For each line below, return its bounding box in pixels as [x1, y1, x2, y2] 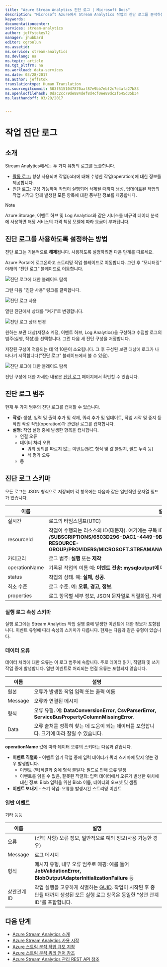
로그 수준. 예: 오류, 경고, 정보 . [49, 583, 113, 590]
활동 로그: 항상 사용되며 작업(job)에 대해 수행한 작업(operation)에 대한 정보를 [12, 173, 162, 180]
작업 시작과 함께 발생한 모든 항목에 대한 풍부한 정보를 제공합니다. [12, 192, 137, 198]
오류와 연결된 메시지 [34, 697, 78, 704]
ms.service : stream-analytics [5, 49, 68, 54]
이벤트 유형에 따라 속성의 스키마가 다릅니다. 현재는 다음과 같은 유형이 [15, 627, 148, 633]
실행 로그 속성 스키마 [5, 609, 51, 616]
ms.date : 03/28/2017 [5, 72, 48, 77]
